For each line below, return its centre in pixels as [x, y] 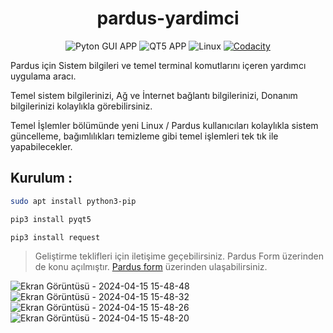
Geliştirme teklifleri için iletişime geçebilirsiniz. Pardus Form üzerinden [179, 256]
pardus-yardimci [168, 18]
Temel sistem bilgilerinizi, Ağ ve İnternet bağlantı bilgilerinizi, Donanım [154, 95]
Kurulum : [41, 178]
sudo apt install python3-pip [73, 201]
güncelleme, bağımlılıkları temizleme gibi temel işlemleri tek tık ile [144, 136]
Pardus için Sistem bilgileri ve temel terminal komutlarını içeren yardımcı [158, 65]
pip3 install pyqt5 [51, 219]
